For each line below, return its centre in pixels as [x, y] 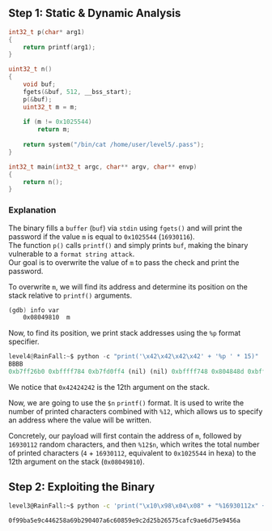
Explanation [32, 210]
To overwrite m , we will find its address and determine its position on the [128, 286]
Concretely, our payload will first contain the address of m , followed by [125, 435]
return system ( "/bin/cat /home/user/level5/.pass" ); [114, 145]
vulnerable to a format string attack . [72, 254]
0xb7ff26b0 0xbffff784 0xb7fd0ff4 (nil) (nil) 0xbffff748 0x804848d [126, 372]
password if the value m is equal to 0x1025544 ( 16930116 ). [102, 236]
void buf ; [40, 84]
